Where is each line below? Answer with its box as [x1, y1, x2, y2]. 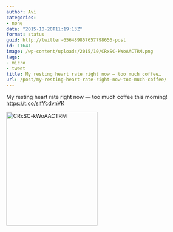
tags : [6, 54, 20, 60]
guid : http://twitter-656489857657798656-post [6, 37, 126, 43]
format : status [6, 32, 45, 38]
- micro [6, 60, 26, 66]
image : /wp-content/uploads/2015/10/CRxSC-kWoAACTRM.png [6, 49, 154, 55]
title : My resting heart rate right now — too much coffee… [6, 71, 162, 77]
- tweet [6, 65, 26, 72]
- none [6, 20, 23, 26]
